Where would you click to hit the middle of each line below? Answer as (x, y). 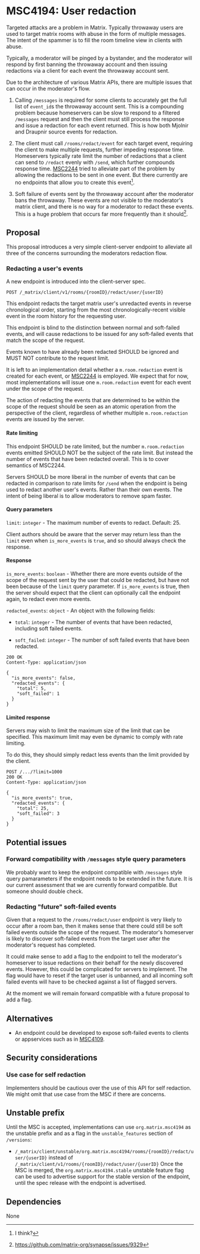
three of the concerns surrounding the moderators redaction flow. (87, 253)
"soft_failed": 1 (38, 693)
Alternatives (30, 1018)
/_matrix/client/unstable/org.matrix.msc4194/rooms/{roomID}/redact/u (104, 1152)
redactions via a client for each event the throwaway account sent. (88, 70)
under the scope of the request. (45, 389)
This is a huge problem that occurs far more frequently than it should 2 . (101, 213)
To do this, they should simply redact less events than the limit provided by (98, 755)
